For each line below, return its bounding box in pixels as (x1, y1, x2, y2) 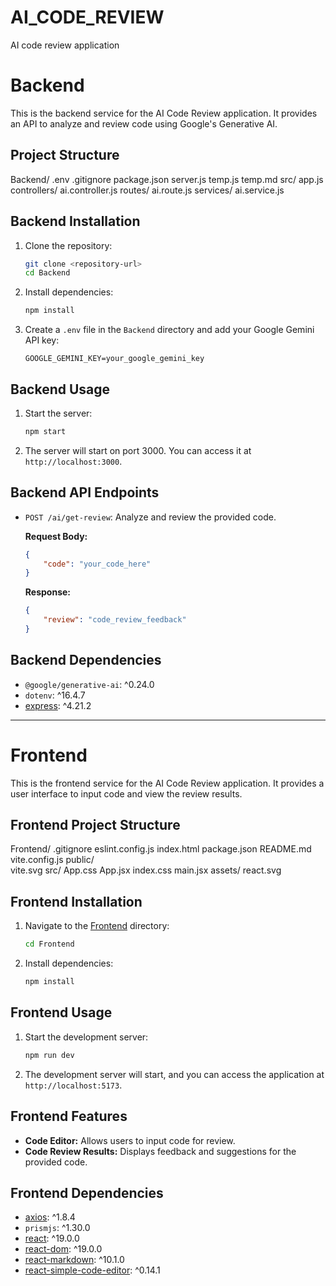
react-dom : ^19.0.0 (24, 1243, 103, 1255)
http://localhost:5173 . (24, 1079, 123, 1091)
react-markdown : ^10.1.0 (24, 1254, 125, 1266)
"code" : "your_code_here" (43, 559, 152, 569)
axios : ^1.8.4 (24, 1211, 76, 1223)
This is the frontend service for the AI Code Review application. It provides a (10, 777, 325, 789)
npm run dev (24, 1050, 75, 1060)
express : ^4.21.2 (24, 699, 92, 711)
